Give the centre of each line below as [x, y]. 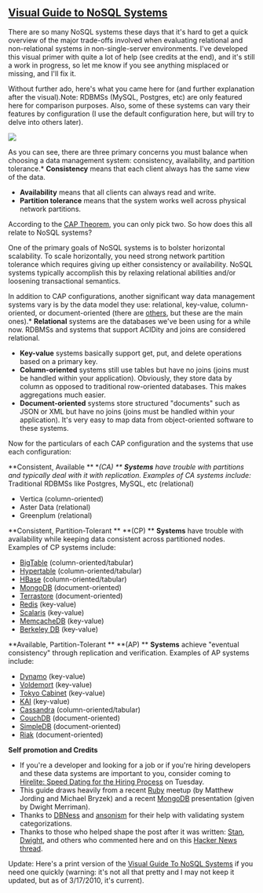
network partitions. [50, 209]
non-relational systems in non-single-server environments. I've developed [128, 48]
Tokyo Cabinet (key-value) [62, 693]
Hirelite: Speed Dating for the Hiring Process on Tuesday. [112, 782]
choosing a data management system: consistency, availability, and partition [131, 160]
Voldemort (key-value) [56, 684]
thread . [31, 848]
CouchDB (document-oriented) [69, 718]
